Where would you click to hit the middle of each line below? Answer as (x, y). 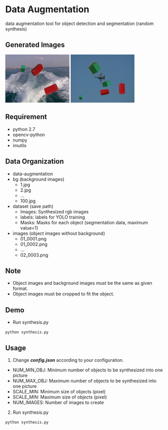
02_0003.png (34, 255)
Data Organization (35, 162)
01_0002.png (34, 244)
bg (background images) (38, 179)
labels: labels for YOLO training (53, 217)
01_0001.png (33, 238)
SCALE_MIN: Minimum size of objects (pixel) (59, 392)
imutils (20, 145)
